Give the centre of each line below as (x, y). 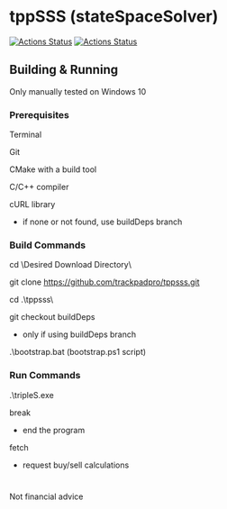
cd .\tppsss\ (32, 300)
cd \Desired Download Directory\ (71, 265)
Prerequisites (39, 114)
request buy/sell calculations (76, 465)
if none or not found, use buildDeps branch (102, 222)
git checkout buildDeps (52, 317)
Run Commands (45, 376)
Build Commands (48, 245)
